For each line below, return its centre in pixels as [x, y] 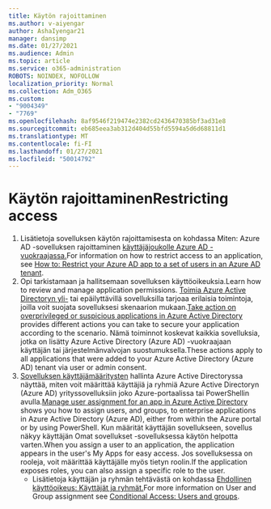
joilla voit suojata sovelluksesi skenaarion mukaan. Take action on [128, 308]
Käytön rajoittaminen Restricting [119, 199]
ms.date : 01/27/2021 [43, 46]
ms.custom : [27, 99]
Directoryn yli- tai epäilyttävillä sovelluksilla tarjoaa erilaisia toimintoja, [136, 299]
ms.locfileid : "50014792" [52, 159]
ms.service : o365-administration [65, 69]
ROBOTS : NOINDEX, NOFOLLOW [54, 76]
